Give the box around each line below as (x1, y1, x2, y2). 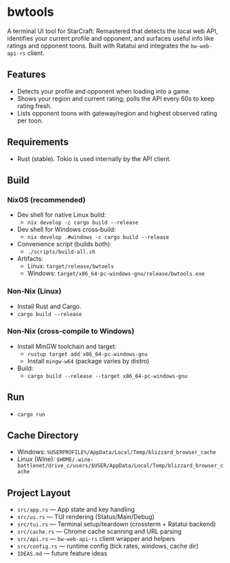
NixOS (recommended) (7, 195, 86, 204)
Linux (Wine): (16, 455, 56, 463)
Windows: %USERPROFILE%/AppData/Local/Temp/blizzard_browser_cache (16, 448, 216, 456)
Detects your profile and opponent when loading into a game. (16, 87, 191, 95)
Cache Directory (7, 429, 79, 441)
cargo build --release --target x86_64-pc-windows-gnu (27, 372, 187, 379)
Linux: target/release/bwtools (27, 262, 115, 270)
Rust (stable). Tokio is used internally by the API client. (16, 154, 172, 162)
